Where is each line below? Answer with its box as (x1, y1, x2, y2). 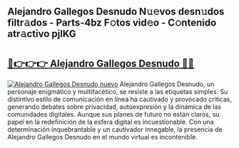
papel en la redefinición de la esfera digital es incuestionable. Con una (7, 117, 214, 126)
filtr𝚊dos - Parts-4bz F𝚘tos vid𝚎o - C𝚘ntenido (7, 17, 217, 29)
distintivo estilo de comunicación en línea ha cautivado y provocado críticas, (7, 95, 233, 103)
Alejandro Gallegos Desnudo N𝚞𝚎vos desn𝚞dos (7, 6, 225, 18)
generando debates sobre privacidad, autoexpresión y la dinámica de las (7, 102, 222, 111)
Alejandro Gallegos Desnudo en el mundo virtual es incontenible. (7, 133, 198, 141)
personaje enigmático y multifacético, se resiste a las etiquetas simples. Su (7, 88, 228, 95)
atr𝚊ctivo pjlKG (7, 28, 76, 40)
